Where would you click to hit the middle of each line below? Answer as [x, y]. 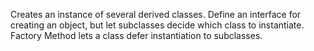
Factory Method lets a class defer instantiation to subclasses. [136, 35]
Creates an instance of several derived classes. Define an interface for [156, 14]
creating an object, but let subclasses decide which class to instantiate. [157, 25]
